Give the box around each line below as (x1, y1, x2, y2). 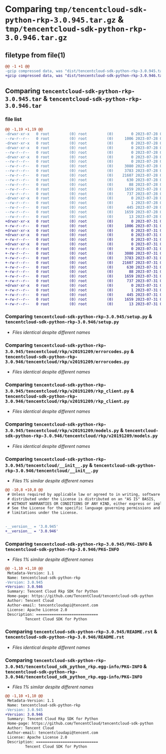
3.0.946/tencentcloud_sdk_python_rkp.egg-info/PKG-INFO (5, 674, 142, 679)
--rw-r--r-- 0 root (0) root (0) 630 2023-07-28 (5, 177, 158, 182)
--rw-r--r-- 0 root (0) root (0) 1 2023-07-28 (5, 200, 158, 205)
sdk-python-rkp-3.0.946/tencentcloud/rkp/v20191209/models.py (5, 433, 158, 439)
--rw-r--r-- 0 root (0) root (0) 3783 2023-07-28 (5, 168, 158, 173)
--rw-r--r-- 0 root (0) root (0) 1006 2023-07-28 (5, 136, 158, 141)
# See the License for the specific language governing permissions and (7, 506, 161, 511)
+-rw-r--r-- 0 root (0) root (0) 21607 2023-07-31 (5, 260, 158, 265)
